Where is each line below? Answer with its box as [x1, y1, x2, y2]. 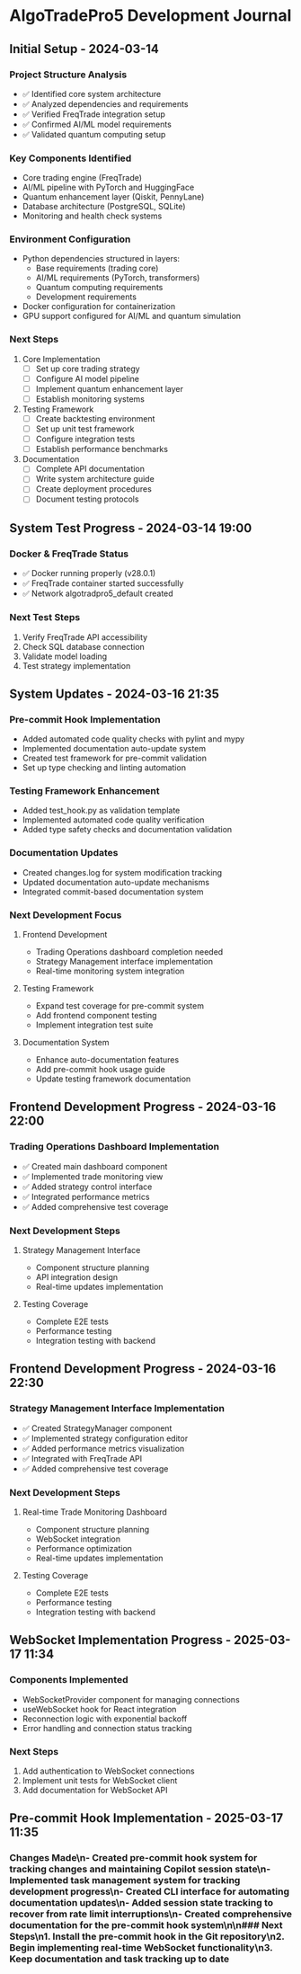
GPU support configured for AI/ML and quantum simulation [22, 311, 241, 322]
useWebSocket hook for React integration [22, 1703, 177, 1714]
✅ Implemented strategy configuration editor [22, 1433, 189, 1444]
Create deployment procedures [35, 484, 153, 494]
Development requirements [35, 291, 137, 302]
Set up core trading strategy [35, 363, 141, 374]
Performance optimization [35, 1543, 133, 1554]
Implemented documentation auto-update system [22, 743, 207, 754]
